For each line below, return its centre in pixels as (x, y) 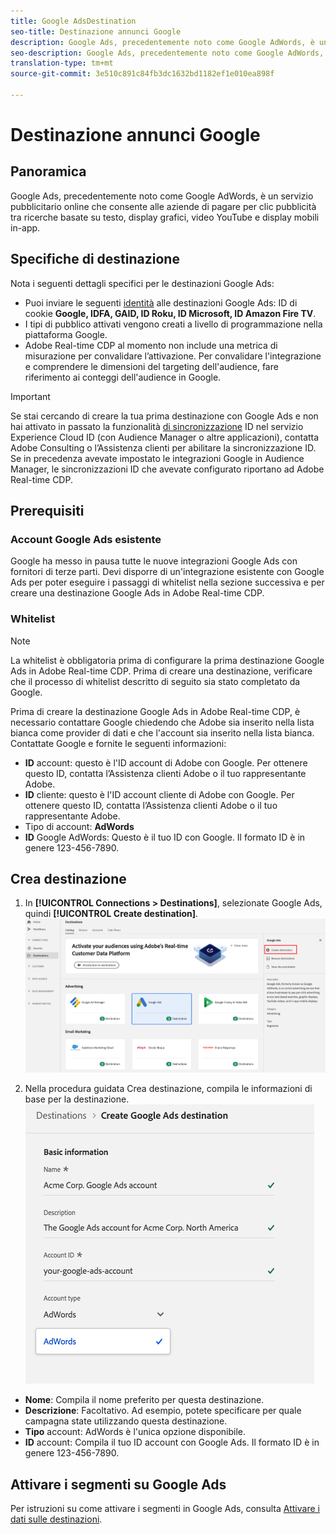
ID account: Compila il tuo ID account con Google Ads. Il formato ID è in (172, 1442)
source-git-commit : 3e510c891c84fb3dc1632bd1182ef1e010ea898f (142, 74)
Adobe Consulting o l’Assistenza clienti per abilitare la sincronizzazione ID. (163, 447)
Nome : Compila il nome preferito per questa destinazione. (144, 1400)
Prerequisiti (47, 511)
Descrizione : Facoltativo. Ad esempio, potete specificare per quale (163, 1411)
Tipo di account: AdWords (79, 826)
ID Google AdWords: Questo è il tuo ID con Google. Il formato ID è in (165, 837)
